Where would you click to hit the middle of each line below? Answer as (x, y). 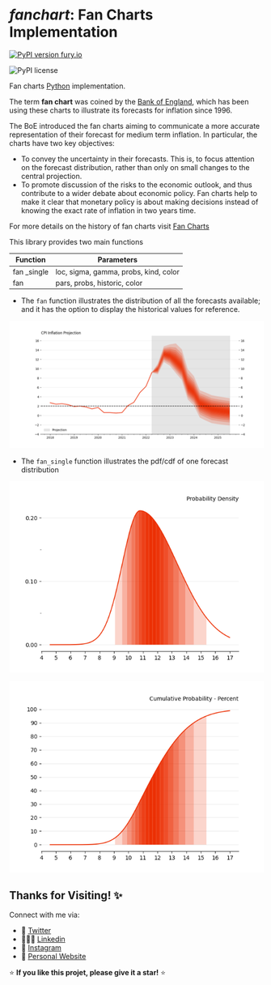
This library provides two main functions (76, 241)
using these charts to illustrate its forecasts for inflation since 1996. (121, 110)
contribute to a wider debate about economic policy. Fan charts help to (139, 193)
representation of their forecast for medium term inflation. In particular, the (133, 134)
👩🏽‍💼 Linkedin (43, 939)
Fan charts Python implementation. (68, 86)
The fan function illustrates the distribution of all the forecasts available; (141, 301)
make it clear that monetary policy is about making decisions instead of (140, 202)
